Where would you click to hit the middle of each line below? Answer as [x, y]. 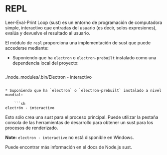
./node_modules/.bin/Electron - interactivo [49, 77]
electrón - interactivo [30, 108]
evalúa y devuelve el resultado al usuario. [48, 33]
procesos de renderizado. [32, 128]
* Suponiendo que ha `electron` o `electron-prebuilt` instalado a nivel [83, 90]
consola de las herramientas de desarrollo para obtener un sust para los [79, 122]
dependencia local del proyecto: [45, 63]
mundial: [14, 95]
